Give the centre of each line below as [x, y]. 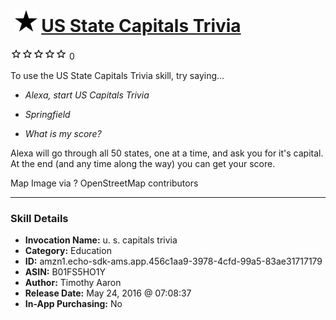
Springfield [47, 114]
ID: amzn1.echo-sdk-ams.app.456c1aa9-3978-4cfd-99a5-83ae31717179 [173, 261]
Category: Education [68, 251]
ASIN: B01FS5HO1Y [65, 272]
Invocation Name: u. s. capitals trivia [101, 240]
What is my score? [63, 133]
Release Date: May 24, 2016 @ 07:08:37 [108, 293]
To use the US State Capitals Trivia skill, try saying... [117, 75]
